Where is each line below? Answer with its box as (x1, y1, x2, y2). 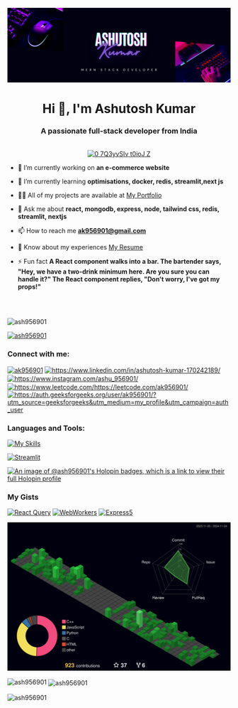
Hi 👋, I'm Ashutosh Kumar (42, 101, 196, 117)
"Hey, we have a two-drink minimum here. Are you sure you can (17, 267, 210, 276)
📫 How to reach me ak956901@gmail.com (17, 227, 147, 235)
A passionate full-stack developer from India (40, 126, 198, 136)
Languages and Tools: (7, 423, 85, 433)
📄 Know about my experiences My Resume (17, 243, 144, 252)
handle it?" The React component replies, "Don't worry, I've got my (17, 275, 220, 284)
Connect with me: (7, 349, 70, 359)
